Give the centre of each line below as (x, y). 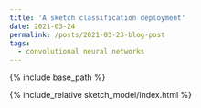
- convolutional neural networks (81, 52)
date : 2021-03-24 (42, 26)
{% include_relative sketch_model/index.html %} (100, 95)
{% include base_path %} (58, 77)
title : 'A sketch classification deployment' (97, 18)
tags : (20, 43)
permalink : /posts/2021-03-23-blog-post (88, 34)
